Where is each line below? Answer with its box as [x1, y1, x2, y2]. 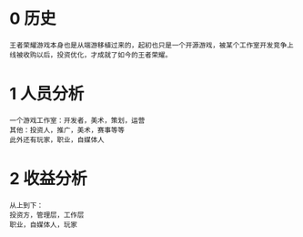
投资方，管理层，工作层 [9, 211, 85, 220]
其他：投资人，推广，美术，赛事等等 [9, 125, 126, 135]
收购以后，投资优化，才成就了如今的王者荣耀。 [22, 50, 173, 59]
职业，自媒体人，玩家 [9, 220, 77, 229]
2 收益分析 [9, 169, 88, 190]
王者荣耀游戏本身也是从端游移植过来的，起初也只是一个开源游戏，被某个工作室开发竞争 [9, 40, 288, 50]
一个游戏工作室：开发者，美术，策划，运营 [9, 116, 146, 125]
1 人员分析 [9, 84, 85, 105]
